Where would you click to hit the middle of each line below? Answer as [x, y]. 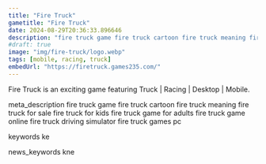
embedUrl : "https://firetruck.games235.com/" [84, 67]
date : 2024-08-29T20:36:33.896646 [65, 30]
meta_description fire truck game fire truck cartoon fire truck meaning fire [129, 104]
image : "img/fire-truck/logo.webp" [67, 52]
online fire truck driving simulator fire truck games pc [95, 121]
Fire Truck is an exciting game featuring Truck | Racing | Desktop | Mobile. [129, 89]
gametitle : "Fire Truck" [49, 23]
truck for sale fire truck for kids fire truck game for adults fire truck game [127, 113]
